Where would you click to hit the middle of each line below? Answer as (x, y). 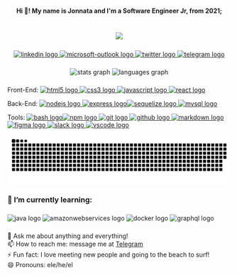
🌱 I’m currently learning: (50, 200)
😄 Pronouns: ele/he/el (40, 264)
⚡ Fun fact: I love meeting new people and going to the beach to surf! (109, 254)
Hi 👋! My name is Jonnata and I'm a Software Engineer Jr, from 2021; (119, 11)
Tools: (16, 117)
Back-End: (22, 104)
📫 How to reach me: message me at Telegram (75, 244)
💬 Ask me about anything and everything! (68, 236)
